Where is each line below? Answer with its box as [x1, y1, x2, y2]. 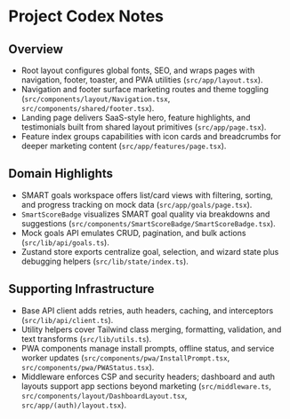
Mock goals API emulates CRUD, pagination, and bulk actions [20, 227, 246, 238]
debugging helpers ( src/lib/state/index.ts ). [20, 256, 189, 266]
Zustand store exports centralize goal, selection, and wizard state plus [20, 246, 279, 257]
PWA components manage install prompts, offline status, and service [20, 343, 275, 353]
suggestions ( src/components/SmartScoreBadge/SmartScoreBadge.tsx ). [20, 217, 277, 228]
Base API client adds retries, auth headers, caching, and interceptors [20, 304, 274, 316]
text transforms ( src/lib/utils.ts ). [20, 333, 152, 344]
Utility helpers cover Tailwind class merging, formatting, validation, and [20, 324, 282, 335]
